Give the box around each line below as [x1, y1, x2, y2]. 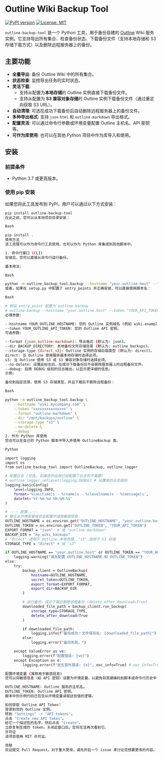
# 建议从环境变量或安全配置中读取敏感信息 [5, 514, 79, 519]
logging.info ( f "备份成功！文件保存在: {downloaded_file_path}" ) [31, 631, 157, 636]
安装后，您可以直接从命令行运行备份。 [5, 255, 70, 260]
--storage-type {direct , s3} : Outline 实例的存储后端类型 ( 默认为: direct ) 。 [5, 348, 154, 354]
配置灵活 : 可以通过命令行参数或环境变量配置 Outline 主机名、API [12, 120, 140, 126]
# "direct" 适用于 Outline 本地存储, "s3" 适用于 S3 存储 [5, 537, 116, 542]
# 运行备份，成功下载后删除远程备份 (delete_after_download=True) [22, 600, 148, 605]
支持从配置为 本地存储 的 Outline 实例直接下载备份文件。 [19, 89, 130, 95]
